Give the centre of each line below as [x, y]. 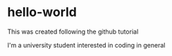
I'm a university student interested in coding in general [86, 45]
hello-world [42, 12]
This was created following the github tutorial [73, 31]
